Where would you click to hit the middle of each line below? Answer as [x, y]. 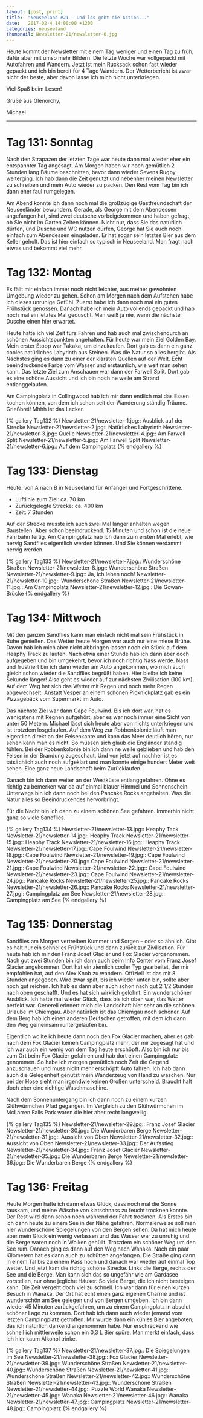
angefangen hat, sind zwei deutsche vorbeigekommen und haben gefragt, [99, 216]
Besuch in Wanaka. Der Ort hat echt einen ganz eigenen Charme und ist [96, 1293]
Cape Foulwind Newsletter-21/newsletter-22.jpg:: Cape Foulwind [105, 868]
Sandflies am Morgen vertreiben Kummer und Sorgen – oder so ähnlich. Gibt [101, 941]
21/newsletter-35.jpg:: [34, 1156]
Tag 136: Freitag [47, 1187]
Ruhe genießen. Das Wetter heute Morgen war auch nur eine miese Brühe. [99, 641]
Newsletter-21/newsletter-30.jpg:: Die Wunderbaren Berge [79, 1130]
